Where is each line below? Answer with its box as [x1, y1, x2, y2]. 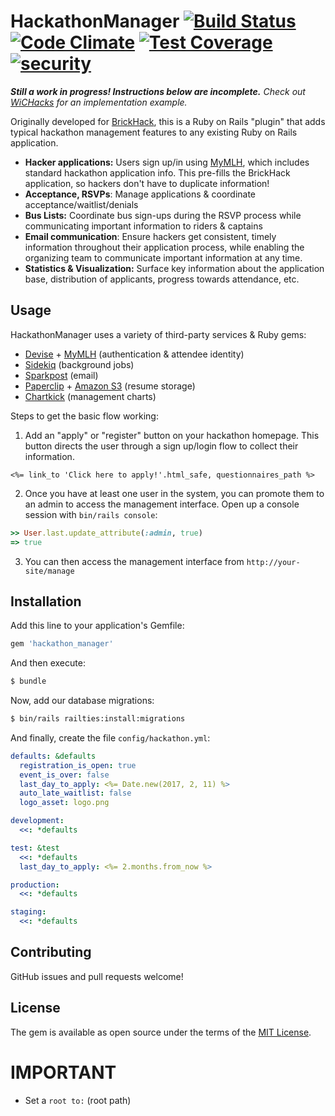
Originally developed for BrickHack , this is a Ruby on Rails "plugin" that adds [10, 115, 326, 127]
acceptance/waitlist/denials [24, 198, 139, 210]
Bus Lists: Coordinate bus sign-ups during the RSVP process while [24, 209, 302, 221]
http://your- [246, 557, 301, 567]
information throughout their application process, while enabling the [24, 241, 305, 253]
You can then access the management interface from [24, 555, 245, 567]
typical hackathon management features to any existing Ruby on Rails [10, 126, 298, 138]
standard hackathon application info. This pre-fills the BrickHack [24, 166, 291, 179]
